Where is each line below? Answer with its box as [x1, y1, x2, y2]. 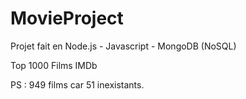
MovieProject [10, 7, 124, 30]
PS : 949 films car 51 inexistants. [10, 78, 145, 91]
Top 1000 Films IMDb [10, 59, 98, 71]
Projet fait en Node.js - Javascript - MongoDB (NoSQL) [10, 40, 237, 52]
